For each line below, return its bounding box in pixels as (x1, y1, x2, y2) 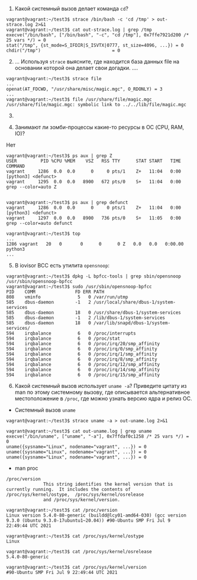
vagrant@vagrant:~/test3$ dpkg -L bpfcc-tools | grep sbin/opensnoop (6, 273, 182, 279)
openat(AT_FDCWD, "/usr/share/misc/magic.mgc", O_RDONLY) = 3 (6, 86, 163, 92)
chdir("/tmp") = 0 (6, 47, 120, 53)
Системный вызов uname (14, 406, 76, 413)
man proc (14, 465, 38, 471)
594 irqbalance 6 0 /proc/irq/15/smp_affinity (6, 372, 160, 378)
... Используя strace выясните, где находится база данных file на (14, 58, 179, 65)
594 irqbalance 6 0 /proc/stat (6, 336, 120, 342)
